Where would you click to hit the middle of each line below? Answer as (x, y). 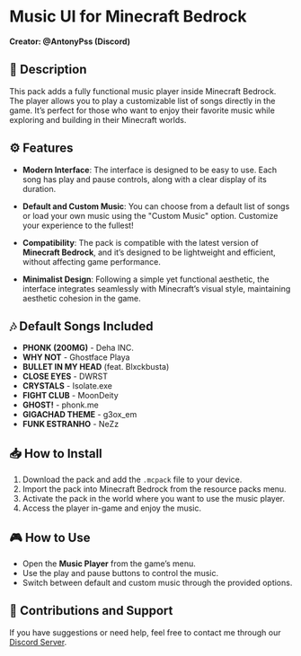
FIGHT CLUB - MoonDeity (70, 396)
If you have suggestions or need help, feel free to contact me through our (145, 632)
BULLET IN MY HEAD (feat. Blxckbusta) (96, 367)
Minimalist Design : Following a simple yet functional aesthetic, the (146, 279)
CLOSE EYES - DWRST (65, 376)
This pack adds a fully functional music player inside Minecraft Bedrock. (143, 91)
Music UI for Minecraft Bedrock (128, 17)
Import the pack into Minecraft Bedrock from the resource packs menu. (154, 489)
